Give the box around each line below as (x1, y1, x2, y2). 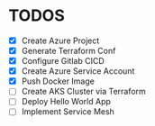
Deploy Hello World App (21, 96, 112, 107)
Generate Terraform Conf (21, 46, 116, 56)
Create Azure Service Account (21, 66, 135, 76)
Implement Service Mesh (21, 106, 114, 117)
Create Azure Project (21, 35, 100, 46)
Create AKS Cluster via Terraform (21, 86, 146, 97)
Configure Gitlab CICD (21, 56, 105, 67)
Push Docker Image (21, 76, 96, 86)
